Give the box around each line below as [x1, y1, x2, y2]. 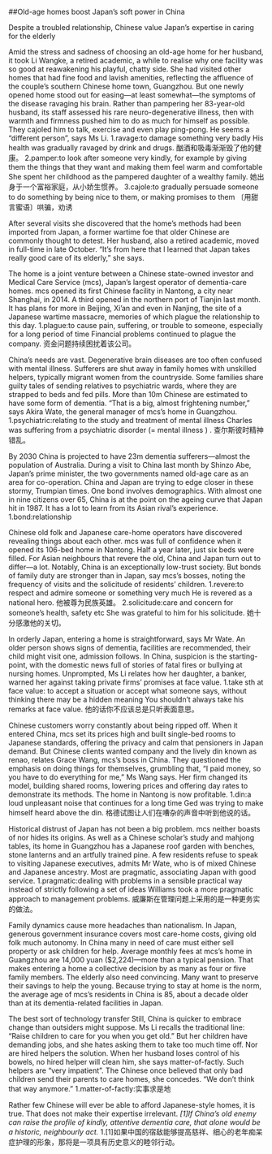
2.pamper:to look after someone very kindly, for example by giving [24, 153, 248, 162]
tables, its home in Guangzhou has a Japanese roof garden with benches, [8, 841, 256, 851]
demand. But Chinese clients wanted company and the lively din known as [8, 746, 257, 756]
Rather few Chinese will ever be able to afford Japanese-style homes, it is [8, 1100, 256, 1109]
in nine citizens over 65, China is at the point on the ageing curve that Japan [8, 495, 263, 504]
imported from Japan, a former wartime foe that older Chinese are [8, 227, 230, 236]
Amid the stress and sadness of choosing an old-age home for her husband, [8, 47, 264, 56]
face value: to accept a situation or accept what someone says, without [8, 686, 248, 695]
